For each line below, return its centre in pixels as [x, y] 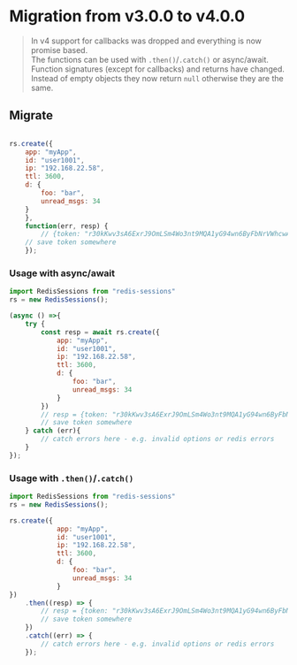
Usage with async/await [62, 273]
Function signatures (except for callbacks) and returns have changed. [157, 69]
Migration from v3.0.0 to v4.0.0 [127, 16]
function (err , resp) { [67, 226]
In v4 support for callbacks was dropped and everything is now [146, 41]
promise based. [59, 50]
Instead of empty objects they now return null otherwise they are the [157, 78]
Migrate [31, 115]
